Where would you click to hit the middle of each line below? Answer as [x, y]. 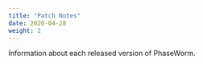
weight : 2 [25, 30]
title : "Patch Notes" [45, 16]
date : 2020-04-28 [37, 23]
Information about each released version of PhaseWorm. [102, 54]
